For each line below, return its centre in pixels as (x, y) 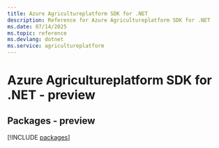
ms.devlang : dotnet (36, 40)
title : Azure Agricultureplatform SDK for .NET (78, 14)
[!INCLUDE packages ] (39, 137)
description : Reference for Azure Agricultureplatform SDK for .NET (109, 20)
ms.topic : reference (37, 33)
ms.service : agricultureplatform (56, 46)
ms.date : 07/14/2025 (37, 26)
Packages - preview (51, 121)
